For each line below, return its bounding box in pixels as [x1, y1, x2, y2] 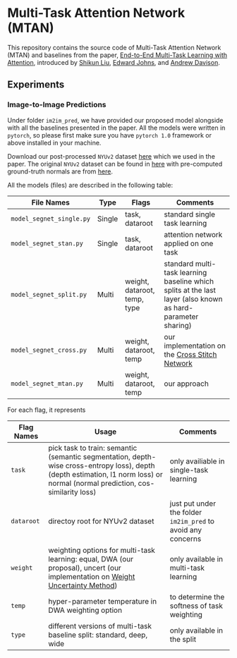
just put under [169, 499, 217, 508]
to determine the [169, 592, 225, 602]
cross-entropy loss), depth [65, 461, 155, 470]
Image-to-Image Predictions [7, 100, 107, 110]
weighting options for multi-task [48, 545, 155, 555]
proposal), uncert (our [48, 563, 121, 573]
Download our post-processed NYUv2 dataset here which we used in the [7, 152, 215, 160]
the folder [169, 507, 202, 517]
